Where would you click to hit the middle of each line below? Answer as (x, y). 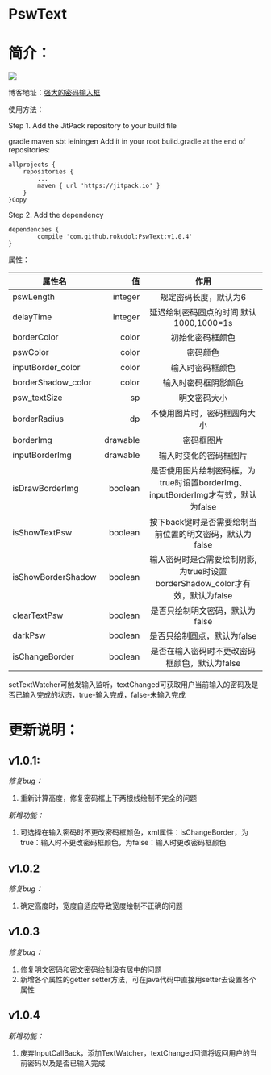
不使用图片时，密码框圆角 (199, 414)
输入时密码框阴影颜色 (203, 383)
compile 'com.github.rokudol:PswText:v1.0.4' (115, 237)
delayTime (32, 317)
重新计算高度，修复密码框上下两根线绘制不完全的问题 (108, 798)
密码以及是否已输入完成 (66, 1063)
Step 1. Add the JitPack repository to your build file (93, 126)
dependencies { (34, 230)
